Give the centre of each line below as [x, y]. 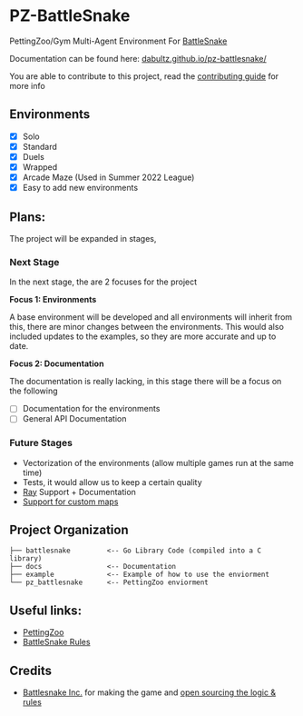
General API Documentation [74, 419]
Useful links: [46, 610]
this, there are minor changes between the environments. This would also [147, 327]
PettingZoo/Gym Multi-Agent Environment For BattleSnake [118, 41]
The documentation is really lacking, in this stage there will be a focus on [146, 382]
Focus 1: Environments [53, 300]
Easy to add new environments [80, 188]
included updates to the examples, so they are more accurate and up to [143, 336]
